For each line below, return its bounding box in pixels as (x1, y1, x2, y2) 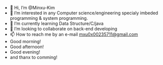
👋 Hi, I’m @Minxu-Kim (9, 5, 55, 10)
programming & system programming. (9, 15, 88, 21)
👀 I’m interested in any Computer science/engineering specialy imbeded (9, 10, 159, 16)
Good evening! (9, 49, 40, 55)
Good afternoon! (9, 44, 44, 50)
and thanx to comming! (9, 55, 57, 60)
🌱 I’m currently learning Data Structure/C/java (9, 20, 104, 26)
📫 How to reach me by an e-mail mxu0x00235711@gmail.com (9, 31, 138, 37)
